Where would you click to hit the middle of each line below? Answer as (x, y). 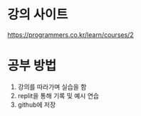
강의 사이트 (38, 15)
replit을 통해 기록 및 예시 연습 (58, 95)
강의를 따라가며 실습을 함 (52, 87)
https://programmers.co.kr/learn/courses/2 (70, 35)
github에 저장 (37, 105)
